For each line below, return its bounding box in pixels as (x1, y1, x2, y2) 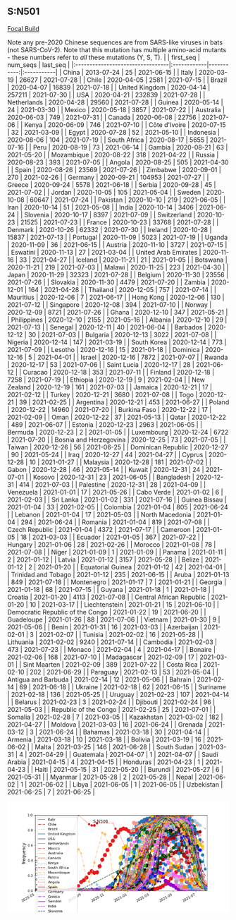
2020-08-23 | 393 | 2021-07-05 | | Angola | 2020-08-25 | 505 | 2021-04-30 (7, 158, 229, 167)
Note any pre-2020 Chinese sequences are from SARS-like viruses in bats (7, 38, 223, 47)
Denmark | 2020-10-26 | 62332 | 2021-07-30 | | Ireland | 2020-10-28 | (7, 225, 212, 234)
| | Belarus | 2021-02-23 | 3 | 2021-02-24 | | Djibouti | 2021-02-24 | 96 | (7, 698, 216, 706)
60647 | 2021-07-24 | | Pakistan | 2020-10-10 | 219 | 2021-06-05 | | (29, 195, 226, 204)
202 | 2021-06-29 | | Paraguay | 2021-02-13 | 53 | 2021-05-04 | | (29, 667, 218, 676)
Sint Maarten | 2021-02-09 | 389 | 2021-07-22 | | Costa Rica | (23, 660, 202, 669)
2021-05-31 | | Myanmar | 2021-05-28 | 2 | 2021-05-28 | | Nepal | (7, 773, 197, 781)
